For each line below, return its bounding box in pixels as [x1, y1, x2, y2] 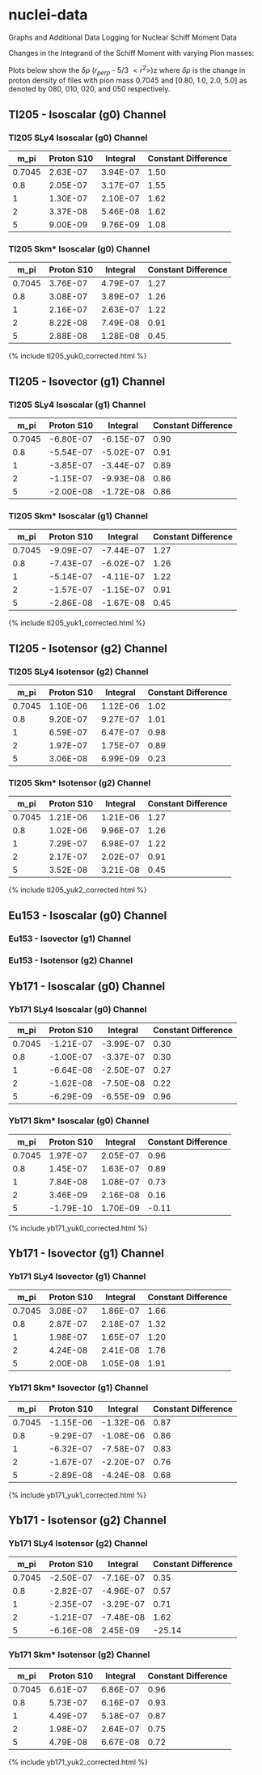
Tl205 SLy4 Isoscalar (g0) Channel [8, 132, 148, 143]
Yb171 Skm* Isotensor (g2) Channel [8, 1649, 150, 1660]
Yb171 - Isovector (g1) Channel [8, 1246, 164, 1260]
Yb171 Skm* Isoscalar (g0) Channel [8, 1115, 150, 1126]
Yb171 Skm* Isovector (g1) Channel [8, 1382, 149, 1393]
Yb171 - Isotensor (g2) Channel [8, 1513, 167, 1527]
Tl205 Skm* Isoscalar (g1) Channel [8, 510, 148, 521]
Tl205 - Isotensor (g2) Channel [8, 642, 168, 655]
